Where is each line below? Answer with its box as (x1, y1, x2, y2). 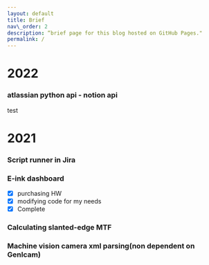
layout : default (7, 10, 54, 17)
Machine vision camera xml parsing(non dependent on (7, 241, 195, 251)
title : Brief (7, 17, 45, 24)
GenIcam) (7, 250, 42, 259)
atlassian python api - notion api (7, 91, 118, 100)
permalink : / (7, 36, 45, 43)
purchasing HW (17, 190, 62, 198)
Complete (17, 205, 46, 213)
